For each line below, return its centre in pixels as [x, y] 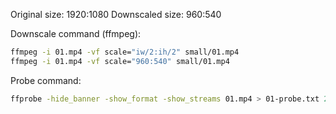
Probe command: [46, 80]
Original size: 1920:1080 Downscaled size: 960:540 [116, 14]
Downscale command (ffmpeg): [76, 33]
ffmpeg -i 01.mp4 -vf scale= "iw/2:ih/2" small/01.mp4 [125, 52]
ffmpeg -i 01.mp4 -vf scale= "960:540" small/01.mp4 [120, 61]
